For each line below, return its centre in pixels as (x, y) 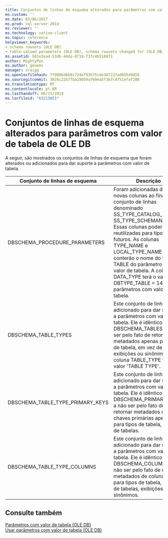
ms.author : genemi (24, 65)
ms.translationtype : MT (30, 84)
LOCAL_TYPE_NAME (138, 252)
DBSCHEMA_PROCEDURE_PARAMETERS (56, 242)
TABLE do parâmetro (138, 264)
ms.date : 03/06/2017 (27, 19)
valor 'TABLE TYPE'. (137, 366)
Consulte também (34, 513)
